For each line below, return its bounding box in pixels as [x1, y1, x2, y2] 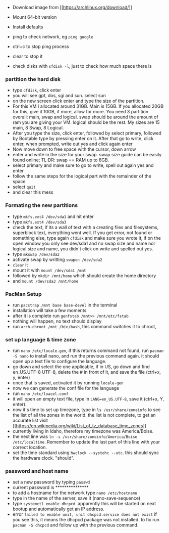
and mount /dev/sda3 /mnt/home [12, 278, 79, 284]
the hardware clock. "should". [12, 455, 75, 461]
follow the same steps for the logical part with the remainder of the [12, 173, 151, 179]
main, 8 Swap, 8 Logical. [12, 125, 64, 131]
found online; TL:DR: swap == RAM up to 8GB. [12, 157, 109, 163]
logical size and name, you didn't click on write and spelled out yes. [12, 245, 153, 252]
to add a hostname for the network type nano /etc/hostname [12, 490, 137, 496]
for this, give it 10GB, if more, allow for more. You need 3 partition [12, 109, 149, 115]
